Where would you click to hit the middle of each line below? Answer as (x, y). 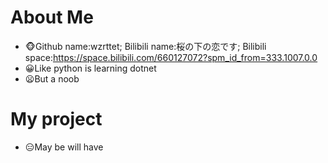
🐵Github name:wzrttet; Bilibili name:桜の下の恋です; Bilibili (145, 46)
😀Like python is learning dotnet (90, 68)
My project (56, 119)
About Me (52, 17)
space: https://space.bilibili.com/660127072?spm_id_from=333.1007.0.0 (171, 57)
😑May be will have (64, 147)
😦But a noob (52, 78)
